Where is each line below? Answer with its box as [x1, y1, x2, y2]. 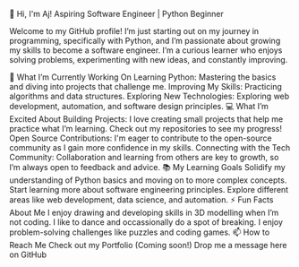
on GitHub [9, 249, 47, 260]
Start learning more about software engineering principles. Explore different [9, 185, 289, 194]
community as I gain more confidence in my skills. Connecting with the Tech [9, 142, 291, 152]
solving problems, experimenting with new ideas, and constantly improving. [9, 55, 288, 65]
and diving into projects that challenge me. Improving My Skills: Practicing [9, 82, 282, 91]
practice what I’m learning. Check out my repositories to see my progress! [9, 124, 283, 133]
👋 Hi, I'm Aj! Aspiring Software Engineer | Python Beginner [9, 9, 224, 19]
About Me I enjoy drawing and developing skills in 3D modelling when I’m [9, 207, 279, 218]
